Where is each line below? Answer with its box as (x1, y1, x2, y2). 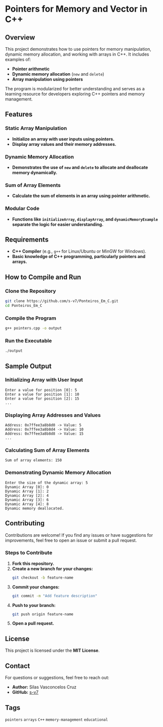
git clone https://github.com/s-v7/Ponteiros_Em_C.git (5, 299, 119, 303)
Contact (5, 662, 30, 670)
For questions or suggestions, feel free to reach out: (5, 675, 109, 681)
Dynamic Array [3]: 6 (5, 497, 49, 502)
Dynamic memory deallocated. (5, 506, 64, 511)
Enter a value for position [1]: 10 (5, 392, 79, 397)
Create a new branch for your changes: (12, 565, 93, 571)
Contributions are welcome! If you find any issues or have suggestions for (5, 532, 153, 538)
